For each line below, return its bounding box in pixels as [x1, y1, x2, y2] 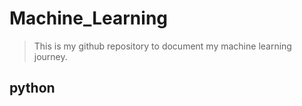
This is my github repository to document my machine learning [33, 40, 292, 52]
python [9, 80, 56, 97]
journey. [33, 50, 68, 62]
